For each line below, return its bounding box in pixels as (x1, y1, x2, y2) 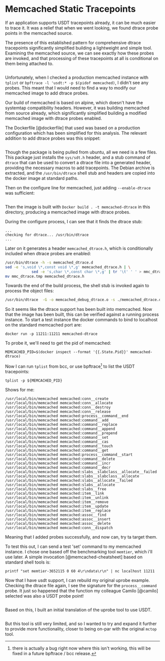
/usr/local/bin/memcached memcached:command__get (5, 448, 109, 453)
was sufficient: (5, 190, 35, 196)
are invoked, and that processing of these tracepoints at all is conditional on (5, 55, 159, 61)
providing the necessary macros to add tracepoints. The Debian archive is (5, 165, 155, 171)
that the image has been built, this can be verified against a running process (5, 311, 159, 318)
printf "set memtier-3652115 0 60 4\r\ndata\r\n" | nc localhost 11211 (5, 569, 155, 573)
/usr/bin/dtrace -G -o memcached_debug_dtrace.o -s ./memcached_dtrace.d (5, 298, 162, 302)
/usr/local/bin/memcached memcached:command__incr (5, 461, 111, 466)
